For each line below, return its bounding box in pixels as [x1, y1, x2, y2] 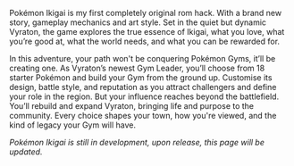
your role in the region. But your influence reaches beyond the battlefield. [9, 91, 280, 102]
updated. [9, 146, 43, 157]
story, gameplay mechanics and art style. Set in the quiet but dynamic [9, 17, 266, 28]
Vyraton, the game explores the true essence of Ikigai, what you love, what [9, 27, 285, 37]
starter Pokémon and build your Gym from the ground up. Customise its [9, 72, 273, 83]
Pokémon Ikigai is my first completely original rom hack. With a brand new [9, 8, 282, 18]
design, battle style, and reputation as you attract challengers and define [9, 82, 277, 92]
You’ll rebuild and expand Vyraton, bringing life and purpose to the [9, 101, 255, 111]
